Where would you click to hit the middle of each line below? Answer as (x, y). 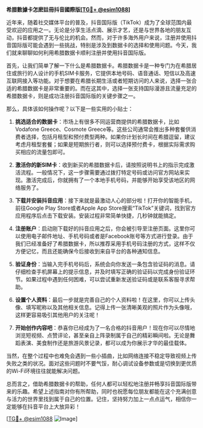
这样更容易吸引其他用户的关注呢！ (57, 315)
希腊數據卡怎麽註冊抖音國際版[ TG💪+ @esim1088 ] (69, 9)
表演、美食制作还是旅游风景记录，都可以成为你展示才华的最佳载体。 (105, 343)
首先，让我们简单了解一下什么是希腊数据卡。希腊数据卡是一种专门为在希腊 (99, 65)
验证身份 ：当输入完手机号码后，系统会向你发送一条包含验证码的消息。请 (105, 264)
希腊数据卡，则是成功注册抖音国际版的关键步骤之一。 (72, 96)
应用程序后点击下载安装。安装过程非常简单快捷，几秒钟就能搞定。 (97, 216)
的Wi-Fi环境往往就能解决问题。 (45, 371)
